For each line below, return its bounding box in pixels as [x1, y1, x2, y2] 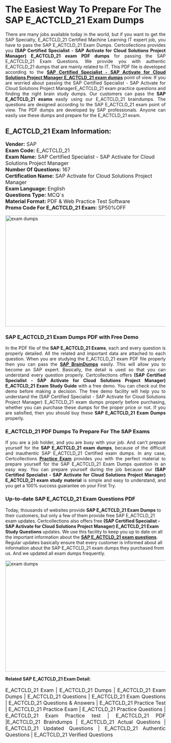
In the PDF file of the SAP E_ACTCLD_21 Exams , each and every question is [5, 345, 166, 351]
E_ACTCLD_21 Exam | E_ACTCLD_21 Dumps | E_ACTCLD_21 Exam [5, 687, 166, 694]
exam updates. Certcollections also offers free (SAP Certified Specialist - [5, 518, 160, 524]
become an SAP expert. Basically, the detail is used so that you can [5, 367, 166, 373]
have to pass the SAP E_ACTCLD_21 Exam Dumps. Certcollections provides [5, 42, 166, 48]
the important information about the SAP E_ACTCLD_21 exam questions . [5, 534, 158, 540]
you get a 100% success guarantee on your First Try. [5, 483, 116, 489]
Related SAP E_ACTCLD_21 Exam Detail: [5, 675, 91, 682]
